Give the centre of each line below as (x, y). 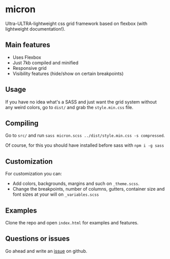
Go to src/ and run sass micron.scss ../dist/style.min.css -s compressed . (85, 136)
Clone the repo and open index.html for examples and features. (72, 223)
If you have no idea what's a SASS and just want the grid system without (81, 102)
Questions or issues (38, 239)
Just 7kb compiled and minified (45, 63)
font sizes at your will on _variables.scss (56, 194)
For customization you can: (34, 174)
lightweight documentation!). (35, 29)
